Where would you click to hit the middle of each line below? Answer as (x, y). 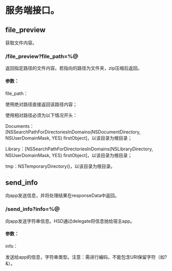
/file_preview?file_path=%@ (42, 56)
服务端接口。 (33, 11)
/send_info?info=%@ (33, 209)
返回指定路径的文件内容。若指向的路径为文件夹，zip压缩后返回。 (74, 68)
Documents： (20, 126)
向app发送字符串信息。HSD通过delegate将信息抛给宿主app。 (70, 221)
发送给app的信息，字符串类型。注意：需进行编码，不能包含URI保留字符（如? (86, 257)
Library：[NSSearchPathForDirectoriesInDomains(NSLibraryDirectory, (79, 149)
